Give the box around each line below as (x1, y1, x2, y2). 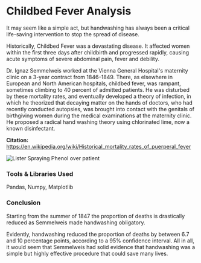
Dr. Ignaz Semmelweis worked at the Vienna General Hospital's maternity (6, 67, 188, 74)
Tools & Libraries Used (6, 169, 74, 178)
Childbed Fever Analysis (6, 4, 132, 18)
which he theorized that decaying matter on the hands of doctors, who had (6, 99, 193, 106)
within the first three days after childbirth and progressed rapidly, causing (6, 48, 189, 56)
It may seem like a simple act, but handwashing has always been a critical (6, 24, 190, 31)
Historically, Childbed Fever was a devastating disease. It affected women (6, 42, 190, 50)
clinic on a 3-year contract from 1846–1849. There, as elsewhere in (6, 73, 173, 80)
